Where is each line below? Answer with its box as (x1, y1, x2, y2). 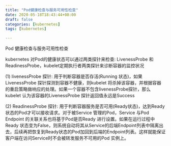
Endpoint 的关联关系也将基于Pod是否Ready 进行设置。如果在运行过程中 (5, 116, 155, 122)
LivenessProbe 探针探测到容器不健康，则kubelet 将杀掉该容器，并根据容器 (5, 80, 162, 86)
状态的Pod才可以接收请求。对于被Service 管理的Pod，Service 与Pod (5, 110, 149, 116)
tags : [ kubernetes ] (5, 26, 47, 32)
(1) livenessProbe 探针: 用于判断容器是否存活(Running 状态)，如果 (5, 73, 142, 79)
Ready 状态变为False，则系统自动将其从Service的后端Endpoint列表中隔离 (5, 123, 159, 129)
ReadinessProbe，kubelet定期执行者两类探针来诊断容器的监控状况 (5, 63, 145, 69)
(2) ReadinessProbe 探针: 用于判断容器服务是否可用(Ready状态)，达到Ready (5, 103, 165, 109)
